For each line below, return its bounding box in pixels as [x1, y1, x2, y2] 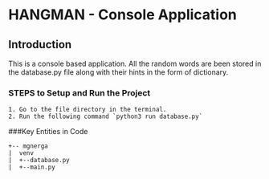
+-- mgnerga [8, 142, 48, 150]
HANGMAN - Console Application [8, 6, 237, 24]
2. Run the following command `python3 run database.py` [8, 112, 203, 121]
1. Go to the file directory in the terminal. [8, 106, 167, 114]
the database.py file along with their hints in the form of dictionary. [8, 67, 229, 77]
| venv [8, 149, 35, 157]
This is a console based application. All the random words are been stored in [8, 59, 262, 68]
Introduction [8, 38, 72, 51]
